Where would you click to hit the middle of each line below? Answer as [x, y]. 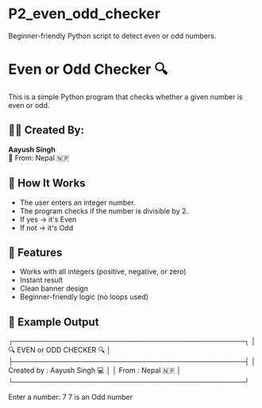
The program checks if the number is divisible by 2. [104, 210]
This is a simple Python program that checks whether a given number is [126, 97]
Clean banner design [54, 289]
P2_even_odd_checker [85, 14]
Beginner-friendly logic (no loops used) [84, 297]
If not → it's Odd [46, 228]
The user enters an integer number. [78, 202]
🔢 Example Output [54, 322]
